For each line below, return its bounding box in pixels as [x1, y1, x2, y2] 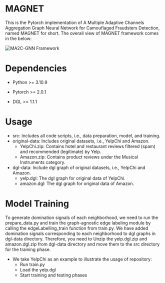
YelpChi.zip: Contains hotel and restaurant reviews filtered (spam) [19, 143, 156, 149]
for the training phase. [5, 246, 51, 252]
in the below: [5, 35, 32, 41]
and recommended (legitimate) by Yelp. [19, 148, 101, 154]
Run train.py [19, 261, 45, 267]
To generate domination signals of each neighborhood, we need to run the [5, 214, 158, 220]
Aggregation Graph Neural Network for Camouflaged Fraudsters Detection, [5, 24, 160, 30]
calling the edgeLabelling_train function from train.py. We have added [5, 225, 148, 231]
